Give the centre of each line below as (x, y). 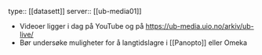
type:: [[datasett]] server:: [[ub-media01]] (75, 11)
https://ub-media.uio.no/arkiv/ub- (200, 26)
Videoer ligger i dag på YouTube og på (82, 26)
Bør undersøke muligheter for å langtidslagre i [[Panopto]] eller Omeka (133, 43)
